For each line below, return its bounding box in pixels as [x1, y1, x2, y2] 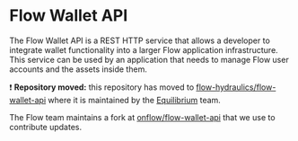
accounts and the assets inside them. [9, 64, 148, 75]
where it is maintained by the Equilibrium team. [48, 94, 222, 105]
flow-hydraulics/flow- [196, 82, 276, 93]
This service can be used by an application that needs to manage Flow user [9, 54, 289, 65]
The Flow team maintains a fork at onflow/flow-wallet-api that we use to [9, 111, 276, 122]
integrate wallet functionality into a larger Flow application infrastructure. [9, 44, 278, 55]
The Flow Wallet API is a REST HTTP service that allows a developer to [9, 35, 271, 46]
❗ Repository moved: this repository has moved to [9, 82, 195, 93]
